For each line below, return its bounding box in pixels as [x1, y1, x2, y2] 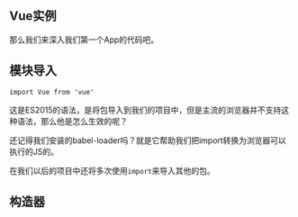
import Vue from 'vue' [9, 87, 95, 96]
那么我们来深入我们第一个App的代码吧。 [9, 34, 159, 45]
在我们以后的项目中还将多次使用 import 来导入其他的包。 [9, 165, 215, 176]
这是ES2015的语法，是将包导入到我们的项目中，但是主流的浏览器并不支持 [9, 104, 282, 115]
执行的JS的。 [9, 146, 59, 157]
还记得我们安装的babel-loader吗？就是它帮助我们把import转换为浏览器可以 [9, 134, 286, 146]
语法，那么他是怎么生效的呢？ [16, 115, 128, 126]
